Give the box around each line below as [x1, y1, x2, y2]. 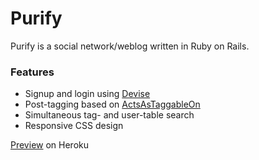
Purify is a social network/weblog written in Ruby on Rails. [10, 40, 250, 52]
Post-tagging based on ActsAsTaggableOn [24, 98, 201, 111]
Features [10, 65, 55, 79]
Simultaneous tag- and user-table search [24, 109, 195, 121]
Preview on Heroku [10, 139, 90, 151]
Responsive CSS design [24, 120, 124, 132]
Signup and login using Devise [24, 88, 151, 100]
